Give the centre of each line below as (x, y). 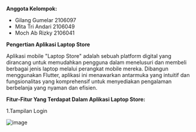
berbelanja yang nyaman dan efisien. (52, 88)
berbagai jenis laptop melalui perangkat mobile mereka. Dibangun (88, 69)
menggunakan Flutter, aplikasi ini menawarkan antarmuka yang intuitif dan (98, 75)
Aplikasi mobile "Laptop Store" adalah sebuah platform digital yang (89, 56)
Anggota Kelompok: (32, 9)
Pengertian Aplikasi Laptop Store (48, 44)
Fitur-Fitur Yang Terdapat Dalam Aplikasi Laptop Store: (76, 99)
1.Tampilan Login (27, 111)
